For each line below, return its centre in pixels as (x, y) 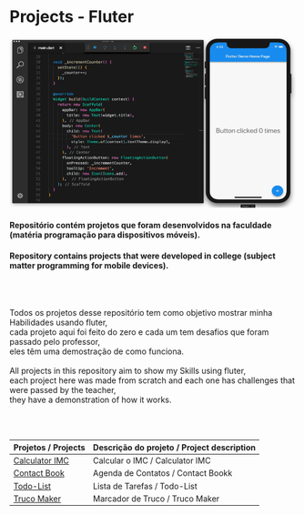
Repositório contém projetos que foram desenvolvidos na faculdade (141, 226)
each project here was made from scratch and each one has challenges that (152, 380)
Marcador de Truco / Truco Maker (156, 499)
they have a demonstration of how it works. (91, 400)
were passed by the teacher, (63, 390)
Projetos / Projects (49, 447)
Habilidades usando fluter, (59, 323)
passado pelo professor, (55, 342)
